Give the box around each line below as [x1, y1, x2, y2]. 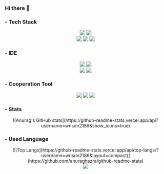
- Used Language [5, 136, 49, 143]
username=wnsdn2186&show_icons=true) [41, 123, 130, 129]
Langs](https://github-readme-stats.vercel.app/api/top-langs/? [26, 147, 159, 153]
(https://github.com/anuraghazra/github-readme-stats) [27, 158, 144, 164]
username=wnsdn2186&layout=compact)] [41, 153, 130, 159]
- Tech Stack [5, 18, 37, 25]
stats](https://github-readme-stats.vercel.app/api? [52, 117, 158, 123]
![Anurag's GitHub [13, 117, 51, 123]
